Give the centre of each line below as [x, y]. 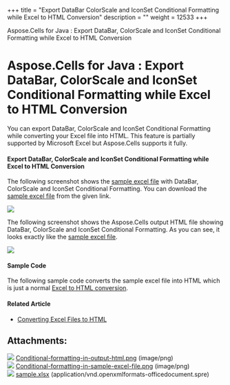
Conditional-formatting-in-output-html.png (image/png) [94, 358]
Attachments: [37, 341]
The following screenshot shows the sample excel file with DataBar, [103, 181]
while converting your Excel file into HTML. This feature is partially [101, 135]
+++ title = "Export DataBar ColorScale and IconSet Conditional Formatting [113, 10]
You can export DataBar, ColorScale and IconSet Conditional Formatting [109, 128]
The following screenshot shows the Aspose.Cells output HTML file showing [115, 222]
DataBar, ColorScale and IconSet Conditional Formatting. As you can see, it [114, 230]
